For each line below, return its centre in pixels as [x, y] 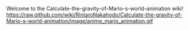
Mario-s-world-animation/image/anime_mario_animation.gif [80, 21]
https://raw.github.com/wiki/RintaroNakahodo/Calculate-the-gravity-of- [94, 15]
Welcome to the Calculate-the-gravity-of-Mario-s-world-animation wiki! [95, 9]
